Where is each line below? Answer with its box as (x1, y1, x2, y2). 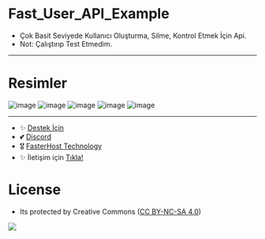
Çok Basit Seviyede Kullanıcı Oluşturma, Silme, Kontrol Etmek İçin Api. (19, 31, 247, 40)
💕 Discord (19, 132, 52, 141)
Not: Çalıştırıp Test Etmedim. (19, 39, 113, 48)
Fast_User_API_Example (8, 5, 170, 23)
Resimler (8, 74, 68, 92)
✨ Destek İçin (19, 123, 65, 133)
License (8, 181, 62, 199)
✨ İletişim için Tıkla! (19, 152, 84, 162)
